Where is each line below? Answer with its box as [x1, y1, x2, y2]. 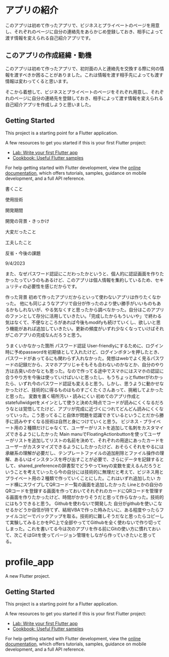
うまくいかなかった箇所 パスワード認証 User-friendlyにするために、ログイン [5, 342, 164, 348]
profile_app [5, 556, 54, 568]
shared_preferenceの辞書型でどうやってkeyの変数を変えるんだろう [18, 463, 157, 469]
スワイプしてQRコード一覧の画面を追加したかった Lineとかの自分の [22, 481, 163, 487]
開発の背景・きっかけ [5, 218, 49, 224]
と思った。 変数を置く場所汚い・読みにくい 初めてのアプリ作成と [5, 393, 140, 399]
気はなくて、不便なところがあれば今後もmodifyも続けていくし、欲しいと [5, 319, 156, 325]
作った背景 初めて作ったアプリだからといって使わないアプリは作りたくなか [5, 294, 161, 300]
